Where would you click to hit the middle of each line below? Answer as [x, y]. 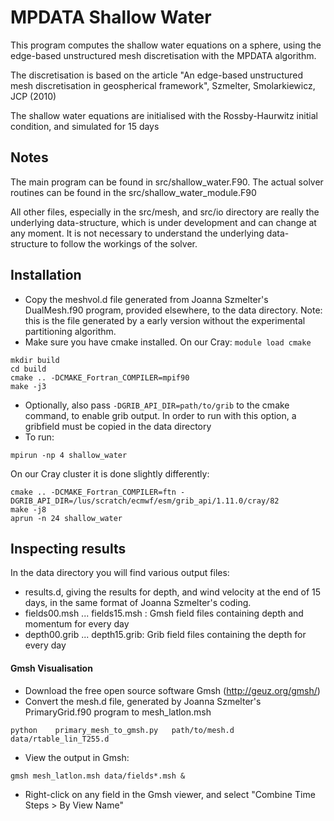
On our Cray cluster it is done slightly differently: [110, 473]
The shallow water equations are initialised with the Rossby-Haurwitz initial [164, 115]
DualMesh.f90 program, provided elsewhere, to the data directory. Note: [173, 310]
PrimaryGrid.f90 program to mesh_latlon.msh [118, 712]
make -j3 [28, 386]
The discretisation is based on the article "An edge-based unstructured [157, 75]
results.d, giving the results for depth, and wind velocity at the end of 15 [173, 592]
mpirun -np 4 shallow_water [69, 455]
